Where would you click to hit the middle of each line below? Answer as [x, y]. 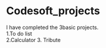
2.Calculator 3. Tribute [33, 40]
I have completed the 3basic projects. [52, 27]
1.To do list [19, 33]
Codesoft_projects [53, 11]
